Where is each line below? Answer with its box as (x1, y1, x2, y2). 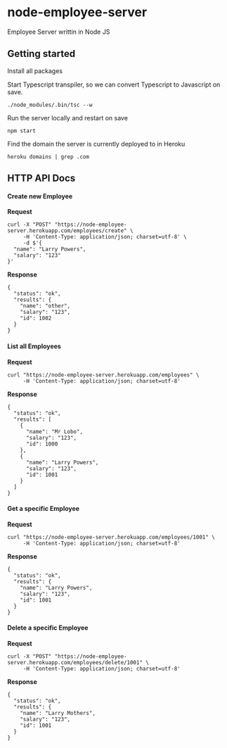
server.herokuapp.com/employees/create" (7, 227, 128, 234)
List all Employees (7, 342, 61, 350)
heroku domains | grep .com (7, 153, 90, 160)
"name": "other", (20, 303, 71, 310)
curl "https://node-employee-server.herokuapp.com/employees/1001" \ (7, 533, 216, 540)
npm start (7, 127, 37, 134)
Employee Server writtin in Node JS (7, 27, 110, 36)
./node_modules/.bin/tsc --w (7, 101, 93, 108)
